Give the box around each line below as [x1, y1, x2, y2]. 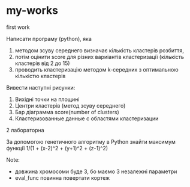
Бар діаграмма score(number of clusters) [14, 108, 120, 115]
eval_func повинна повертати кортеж [14, 174, 110, 181]
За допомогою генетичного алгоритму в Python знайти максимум [6, 138, 176, 145]
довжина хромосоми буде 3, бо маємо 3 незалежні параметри [14, 168, 177, 175]
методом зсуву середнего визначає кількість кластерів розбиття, [14, 46, 184, 54]
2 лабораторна [6, 126, 45, 133]
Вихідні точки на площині [14, 96, 80, 103]
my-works [6, 4, 59, 17]
